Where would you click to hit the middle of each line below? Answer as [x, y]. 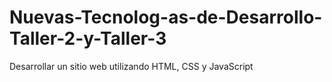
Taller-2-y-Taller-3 [88, 38]
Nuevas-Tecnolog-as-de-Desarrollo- [166, 17]
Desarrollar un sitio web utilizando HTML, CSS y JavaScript [131, 66]
